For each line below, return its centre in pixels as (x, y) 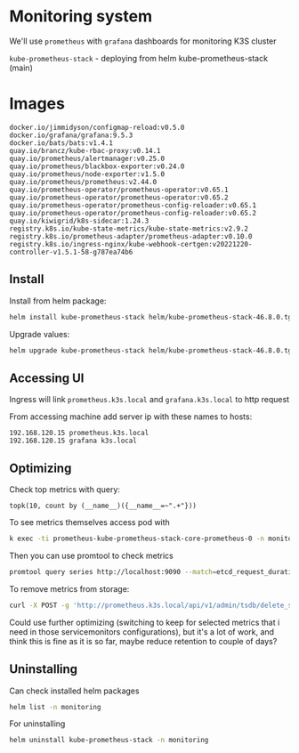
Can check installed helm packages (74, 691)
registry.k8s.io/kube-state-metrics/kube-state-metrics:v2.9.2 (129, 229)
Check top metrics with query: (65, 490)
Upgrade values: (40, 334)
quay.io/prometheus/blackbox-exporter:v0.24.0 (97, 166)
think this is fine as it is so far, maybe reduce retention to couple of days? (143, 641)
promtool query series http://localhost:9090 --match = (113, 571)
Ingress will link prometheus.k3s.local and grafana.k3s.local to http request (149, 400)
